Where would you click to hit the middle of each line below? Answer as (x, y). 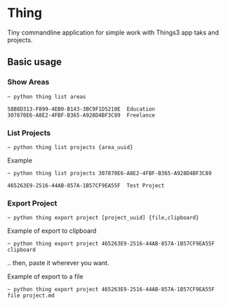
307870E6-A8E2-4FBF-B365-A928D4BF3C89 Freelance (81, 115)
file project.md (31, 296)
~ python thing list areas (47, 96)
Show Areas (28, 82)
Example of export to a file (45, 276)
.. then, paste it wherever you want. (58, 263)
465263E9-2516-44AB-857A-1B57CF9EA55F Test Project (86, 185)
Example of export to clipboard (52, 231)
